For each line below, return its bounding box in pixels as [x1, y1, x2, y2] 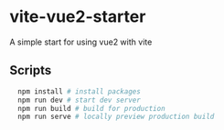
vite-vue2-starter [9, 6, 146, 27]
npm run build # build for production [17, 104, 166, 113]
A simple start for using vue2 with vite [9, 36, 153, 47]
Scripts [9, 63, 52, 78]
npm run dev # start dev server [17, 95, 142, 105]
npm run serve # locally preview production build [17, 112, 215, 122]
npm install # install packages [17, 86, 142, 96]
